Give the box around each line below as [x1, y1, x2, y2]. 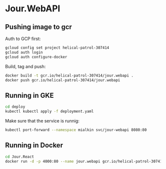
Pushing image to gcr [5, 23, 72, 31]
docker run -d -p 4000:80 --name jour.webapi [5, 159, 100, 164]
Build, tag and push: [5, 63, 46, 69]
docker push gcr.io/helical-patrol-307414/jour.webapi [5, 78, 121, 83]
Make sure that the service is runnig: [5, 118, 80, 124]
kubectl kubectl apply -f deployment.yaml [5, 109, 94, 114]
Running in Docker [5, 141, 63, 150]
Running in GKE [5, 91, 54, 99]
